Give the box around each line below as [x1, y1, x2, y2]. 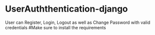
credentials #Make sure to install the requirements [5, 24, 106, 30]
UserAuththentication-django [5, 3, 128, 15]
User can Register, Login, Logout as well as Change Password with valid [5, 19, 151, 25]
